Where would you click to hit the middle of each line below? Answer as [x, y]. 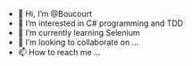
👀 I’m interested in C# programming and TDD [100, 23]
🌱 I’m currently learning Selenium [79, 33]
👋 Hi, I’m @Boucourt [55, 14]
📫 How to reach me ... [59, 52]
